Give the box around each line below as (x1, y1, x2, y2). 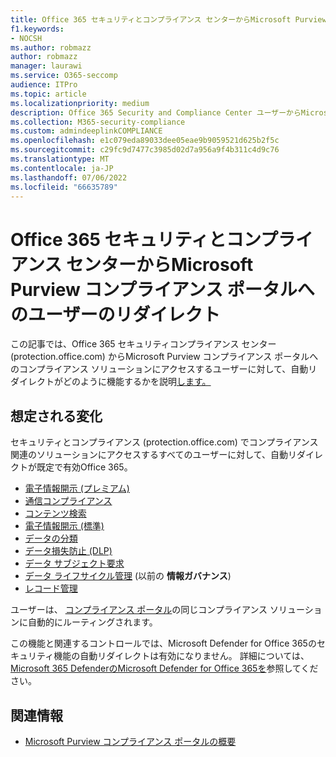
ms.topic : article (10, 89, 87, 99)
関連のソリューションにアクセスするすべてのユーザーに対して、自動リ (10, 449, 298, 461)
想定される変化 (10, 407, 103, 425)
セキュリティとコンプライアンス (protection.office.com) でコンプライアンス (10, 436, 319, 448)
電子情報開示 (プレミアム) (24, 482, 130, 495)
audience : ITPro (10, 80, 78, 90)
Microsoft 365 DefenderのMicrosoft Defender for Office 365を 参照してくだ (10, 662, 319, 675)
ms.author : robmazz (10, 42, 92, 53)
